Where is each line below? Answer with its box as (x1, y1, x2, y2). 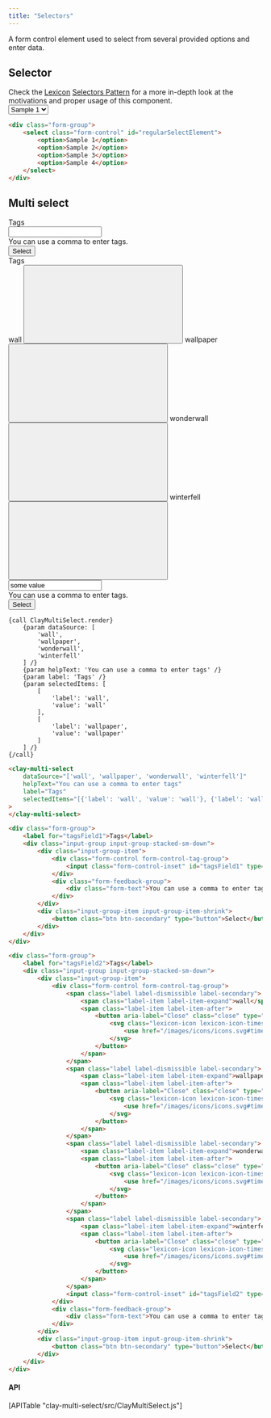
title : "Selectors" (8, 11, 74, 20)
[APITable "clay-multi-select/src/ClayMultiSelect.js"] (8, 1400, 183, 1410)
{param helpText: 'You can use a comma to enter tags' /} (23, 666, 222, 675)
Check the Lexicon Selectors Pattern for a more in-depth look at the (8, 87, 234, 97)
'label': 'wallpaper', (51, 722, 128, 731)
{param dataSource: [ (23, 624, 95, 632)
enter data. (8, 42, 45, 53)
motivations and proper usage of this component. (8, 96, 173, 106)
